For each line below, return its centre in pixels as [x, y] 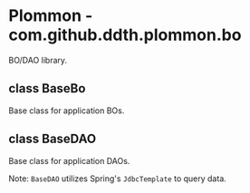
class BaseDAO [53, 139]
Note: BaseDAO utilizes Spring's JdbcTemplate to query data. [118, 179]
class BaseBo [47, 88]
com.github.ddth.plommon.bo [125, 35]
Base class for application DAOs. [69, 160]
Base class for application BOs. [67, 111]
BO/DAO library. [38, 60]
